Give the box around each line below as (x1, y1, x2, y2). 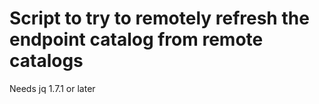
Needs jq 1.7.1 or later (9, 82, 96, 94)
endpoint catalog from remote (9, 28, 264, 51)
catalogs (9, 50, 84, 72)
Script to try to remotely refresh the (9, 7, 310, 30)
